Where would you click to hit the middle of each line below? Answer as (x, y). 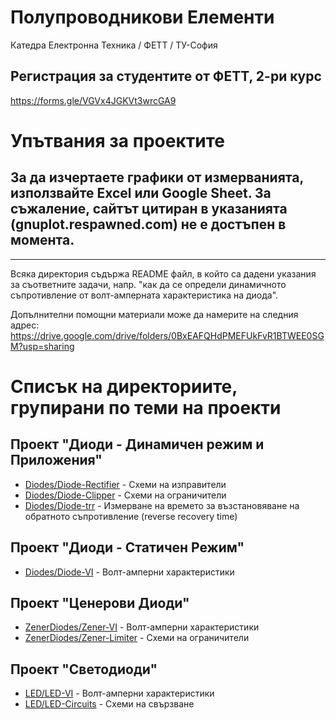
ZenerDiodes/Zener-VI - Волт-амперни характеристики (142, 627)
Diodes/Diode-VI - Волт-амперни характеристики (129, 572)
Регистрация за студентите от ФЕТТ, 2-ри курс (166, 76)
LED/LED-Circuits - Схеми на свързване (109, 704)
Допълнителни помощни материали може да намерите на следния (154, 314)
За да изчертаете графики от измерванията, (157, 177)
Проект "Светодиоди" (84, 669)
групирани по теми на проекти (146, 407)
